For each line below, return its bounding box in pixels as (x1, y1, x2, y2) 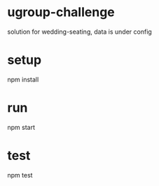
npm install (7, 75, 39, 84)
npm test (7, 171, 33, 179)
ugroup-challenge (7, 4, 116, 20)
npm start (7, 123, 36, 131)
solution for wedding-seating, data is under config (7, 27, 152, 36)
